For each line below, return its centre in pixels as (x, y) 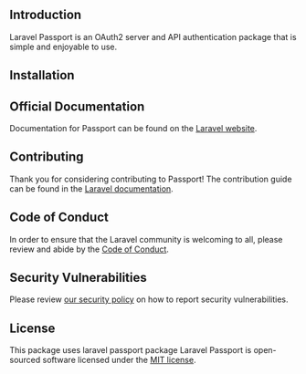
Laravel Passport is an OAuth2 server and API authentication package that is (153, 36)
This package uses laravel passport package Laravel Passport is (131, 350)
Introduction (46, 15)
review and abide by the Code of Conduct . (89, 249)
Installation (42, 75)
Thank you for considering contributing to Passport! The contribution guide (151, 179)
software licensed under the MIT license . (119, 360)
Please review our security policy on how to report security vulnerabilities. (149, 299)
